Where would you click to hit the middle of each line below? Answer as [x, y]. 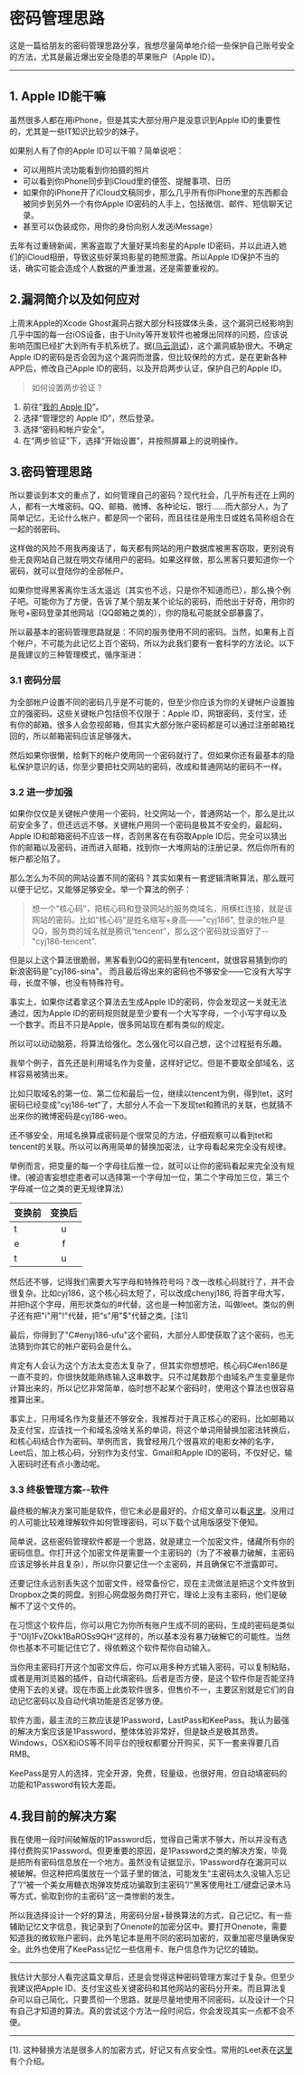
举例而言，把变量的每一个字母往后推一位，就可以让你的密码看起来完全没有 [148, 1166]
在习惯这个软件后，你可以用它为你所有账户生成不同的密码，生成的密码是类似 [152, 1625]
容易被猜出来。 [45, 1074]
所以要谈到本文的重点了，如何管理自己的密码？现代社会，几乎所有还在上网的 [152, 495]
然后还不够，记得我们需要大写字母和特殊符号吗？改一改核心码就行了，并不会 [152, 1281]
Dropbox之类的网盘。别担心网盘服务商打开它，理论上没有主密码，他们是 [144, 1594]
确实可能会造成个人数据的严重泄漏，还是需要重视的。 [124, 268]
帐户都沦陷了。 [37, 858]
